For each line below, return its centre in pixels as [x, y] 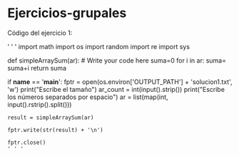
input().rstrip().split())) [40, 104]
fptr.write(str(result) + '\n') [55, 130]
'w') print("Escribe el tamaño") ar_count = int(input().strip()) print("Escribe [116, 89]
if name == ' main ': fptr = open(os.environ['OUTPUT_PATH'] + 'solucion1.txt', [120, 82]
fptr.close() [27, 142]
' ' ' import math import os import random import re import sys [99, 46]
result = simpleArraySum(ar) [51, 118]
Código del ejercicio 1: [40, 33]
